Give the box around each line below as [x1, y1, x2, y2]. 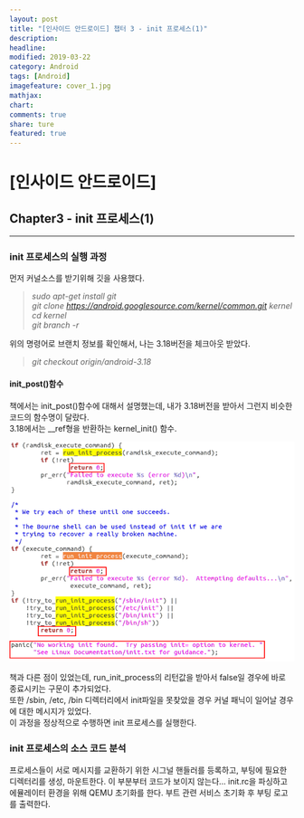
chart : [9, 100, 34, 109]
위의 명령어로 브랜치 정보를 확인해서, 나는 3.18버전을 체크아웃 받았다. [9, 338, 251, 349]
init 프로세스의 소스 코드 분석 [9, 742, 127, 755]
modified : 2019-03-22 [9, 52, 91, 62]
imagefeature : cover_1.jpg [9, 81, 111, 90]
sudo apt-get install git [31, 290, 117, 302]
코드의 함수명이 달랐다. [9, 412, 90, 423]
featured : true [9, 129, 67, 138]
